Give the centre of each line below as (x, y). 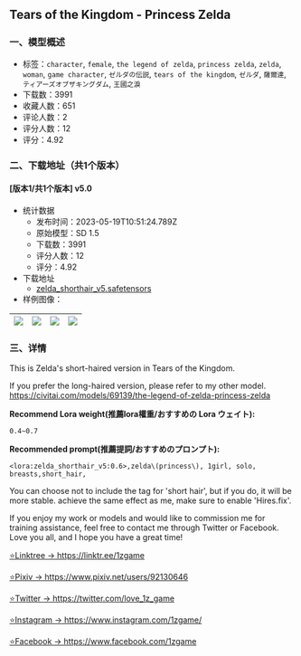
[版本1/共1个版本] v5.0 (51, 188)
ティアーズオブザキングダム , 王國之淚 (81, 83)
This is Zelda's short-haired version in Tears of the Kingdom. (122, 368)
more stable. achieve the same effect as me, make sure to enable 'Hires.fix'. (150, 500)
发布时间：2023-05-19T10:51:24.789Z (107, 222)
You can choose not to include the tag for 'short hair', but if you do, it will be (150, 491)
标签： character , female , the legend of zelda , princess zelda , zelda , (152, 63)
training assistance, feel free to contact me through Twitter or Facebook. (145, 528)
